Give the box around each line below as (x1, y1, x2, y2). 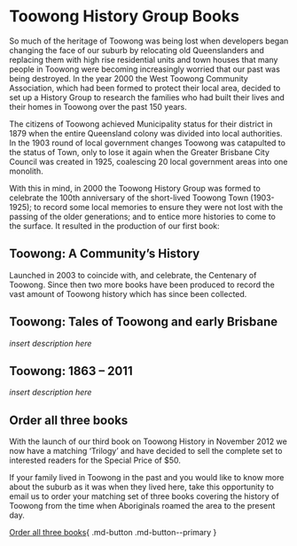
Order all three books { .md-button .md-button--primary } (9, 527, 217, 538)
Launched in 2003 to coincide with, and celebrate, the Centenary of (9, 269, 257, 280)
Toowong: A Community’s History (9, 246, 200, 261)
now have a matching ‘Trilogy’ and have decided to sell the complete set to (9, 446, 283, 456)
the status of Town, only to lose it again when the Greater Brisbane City (9, 146, 270, 157)
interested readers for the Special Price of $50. (9, 455, 182, 466)
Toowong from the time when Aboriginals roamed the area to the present (9, 501, 276, 511)
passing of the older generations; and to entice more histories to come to (9, 211, 277, 222)
